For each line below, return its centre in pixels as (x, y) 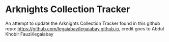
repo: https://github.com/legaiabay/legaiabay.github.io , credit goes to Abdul (85, 28)
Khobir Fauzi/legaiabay (29, 34)
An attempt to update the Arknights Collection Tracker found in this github (83, 23)
